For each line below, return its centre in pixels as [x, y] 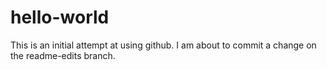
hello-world [60, 17]
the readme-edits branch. [63, 55]
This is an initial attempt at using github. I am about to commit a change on [163, 45]
